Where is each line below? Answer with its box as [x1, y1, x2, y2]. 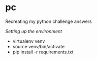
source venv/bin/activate [12, 43, 65, 49]
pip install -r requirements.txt [12, 49, 74, 55]
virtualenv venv [12, 38, 45, 44]
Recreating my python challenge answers [5, 18, 92, 24]
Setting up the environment [5, 28, 62, 34]
